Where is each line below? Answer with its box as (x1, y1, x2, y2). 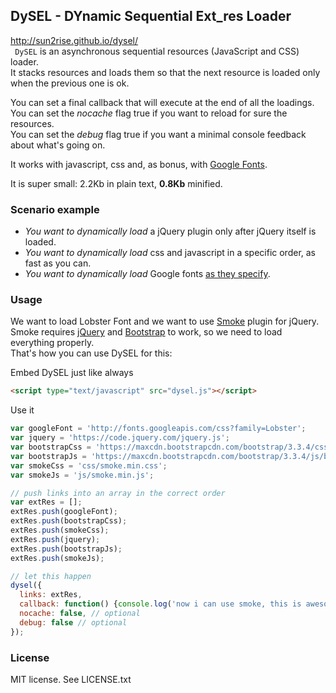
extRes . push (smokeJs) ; (10, 553, 105, 563)
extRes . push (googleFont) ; (10, 507, 118, 517)
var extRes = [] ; (10, 497, 83, 508)
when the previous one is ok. (10, 77, 130, 89)
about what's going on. (10, 139, 106, 151)
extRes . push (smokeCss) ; (10, 525, 110, 536)
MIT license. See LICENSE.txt (10, 673, 132, 685)
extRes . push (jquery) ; (10, 534, 101, 544)
